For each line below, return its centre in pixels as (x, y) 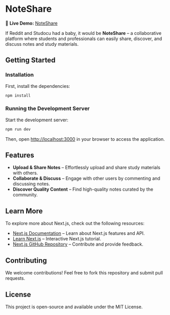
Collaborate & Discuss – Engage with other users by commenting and (86, 178)
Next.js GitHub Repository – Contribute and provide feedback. (78, 244)
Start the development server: (37, 120)
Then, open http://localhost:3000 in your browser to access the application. (85, 139)
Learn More (24, 211)
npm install (18, 96)
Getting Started (30, 60)
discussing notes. (31, 184)
